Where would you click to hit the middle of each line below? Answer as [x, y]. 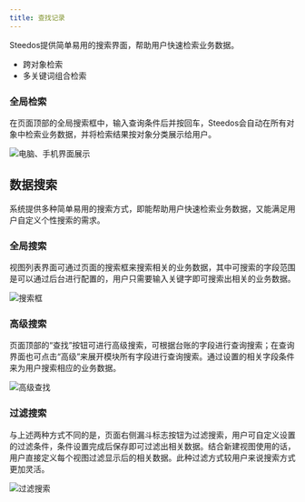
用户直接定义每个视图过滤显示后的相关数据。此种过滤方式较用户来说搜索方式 [152, 457]
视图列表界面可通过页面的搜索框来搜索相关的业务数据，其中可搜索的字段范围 [152, 267]
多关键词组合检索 [54, 75]
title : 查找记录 [37, 18]
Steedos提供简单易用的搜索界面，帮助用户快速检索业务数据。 [124, 45]
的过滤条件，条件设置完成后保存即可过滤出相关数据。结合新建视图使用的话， [152, 446]
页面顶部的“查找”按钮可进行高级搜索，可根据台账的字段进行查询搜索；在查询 [152, 346]
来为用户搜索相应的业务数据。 [65, 368]
